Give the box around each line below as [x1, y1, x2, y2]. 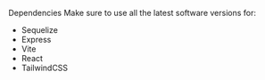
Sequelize [21, 25, 59, 35]
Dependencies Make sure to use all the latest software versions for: [8, 8, 256, 18]
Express [21, 35, 52, 44]
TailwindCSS [21, 62, 69, 73]
